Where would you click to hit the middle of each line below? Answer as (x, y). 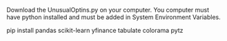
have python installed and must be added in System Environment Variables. (114, 17)
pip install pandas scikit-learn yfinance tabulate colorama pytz (95, 30)
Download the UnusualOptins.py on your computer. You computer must (108, 10)
